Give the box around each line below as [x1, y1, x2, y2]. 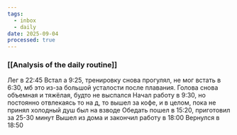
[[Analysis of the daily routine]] [7, 60, 118, 70]
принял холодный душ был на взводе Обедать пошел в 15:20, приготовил [7, 106, 231, 115]
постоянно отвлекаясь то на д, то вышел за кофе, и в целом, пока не [7, 98, 216, 107]
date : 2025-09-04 [7, 30, 59, 37]
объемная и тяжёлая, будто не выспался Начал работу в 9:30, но [7, 91, 206, 100]
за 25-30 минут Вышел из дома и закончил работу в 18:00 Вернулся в [7, 114, 220, 122]
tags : [7, 10, 23, 18]
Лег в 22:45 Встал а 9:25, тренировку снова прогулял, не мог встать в [7, 76, 221, 85]
